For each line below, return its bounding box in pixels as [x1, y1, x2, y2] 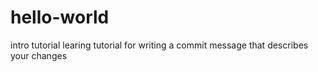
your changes [10, 49, 68, 61]
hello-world [10, 6, 110, 29]
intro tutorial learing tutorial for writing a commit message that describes [10, 39, 309, 51]
